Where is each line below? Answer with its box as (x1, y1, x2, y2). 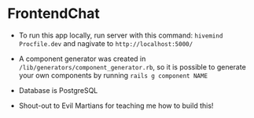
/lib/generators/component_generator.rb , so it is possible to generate (18, 62, 247, 71)
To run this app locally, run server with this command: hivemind (18, 30, 223, 40)
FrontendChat (7, 5, 100, 23)
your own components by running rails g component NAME (18, 70, 208, 80)
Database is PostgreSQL (18, 85, 98, 95)
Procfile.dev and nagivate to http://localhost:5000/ (18, 38, 193, 48)
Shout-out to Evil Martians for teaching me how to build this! (18, 101, 214, 110)
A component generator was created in (18, 54, 146, 63)
